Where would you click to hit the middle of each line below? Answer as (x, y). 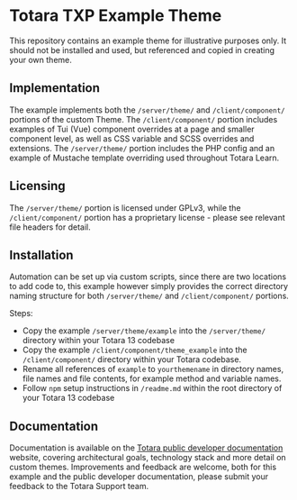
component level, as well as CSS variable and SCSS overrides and (132, 138)
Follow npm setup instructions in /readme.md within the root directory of (152, 388)
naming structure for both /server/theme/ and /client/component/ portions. (149, 296)
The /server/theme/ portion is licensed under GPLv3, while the (125, 207)
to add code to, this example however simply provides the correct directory (149, 286)
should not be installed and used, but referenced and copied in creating (142, 50)
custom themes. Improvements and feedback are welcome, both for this (143, 467)
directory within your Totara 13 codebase (99, 341)
